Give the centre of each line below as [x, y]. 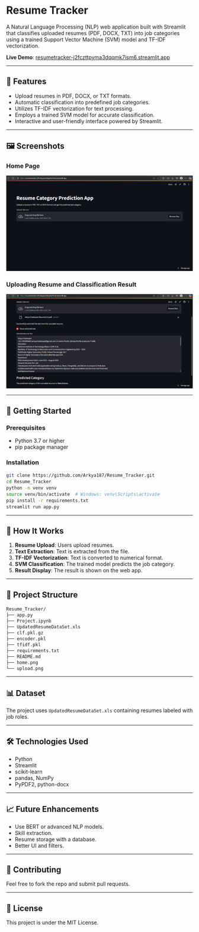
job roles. [17, 717]
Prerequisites [26, 427]
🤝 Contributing [34, 870]
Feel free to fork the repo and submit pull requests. [68, 884]
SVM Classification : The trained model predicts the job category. [95, 564]
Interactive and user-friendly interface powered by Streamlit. [89, 121]
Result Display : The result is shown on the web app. [78, 571]
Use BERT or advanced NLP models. [59, 826]
